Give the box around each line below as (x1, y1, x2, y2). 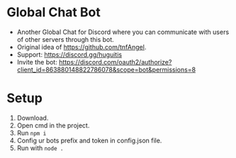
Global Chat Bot (6, 4, 101, 21)
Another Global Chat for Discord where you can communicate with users (16, 28, 230, 36)
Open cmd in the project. (16, 121, 90, 130)
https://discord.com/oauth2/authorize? (58, 57, 172, 66)
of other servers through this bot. (16, 35, 114, 43)
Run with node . (16, 143, 64, 152)
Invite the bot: (16, 57, 57, 66)
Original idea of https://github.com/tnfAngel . (16, 43, 147, 51)
